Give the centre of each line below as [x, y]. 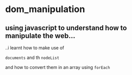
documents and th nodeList [32, 57]
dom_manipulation [45, 9]
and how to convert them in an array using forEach [58, 67]
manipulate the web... [40, 35]
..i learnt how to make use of [35, 48]
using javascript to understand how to [66, 28]
